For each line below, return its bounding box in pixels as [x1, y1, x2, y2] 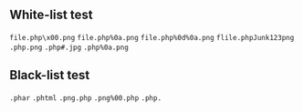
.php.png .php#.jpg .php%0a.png [9, 43, 130, 52]
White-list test [9, 7, 93, 23]
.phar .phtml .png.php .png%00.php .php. [9, 93, 162, 103]
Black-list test [9, 67, 90, 83]
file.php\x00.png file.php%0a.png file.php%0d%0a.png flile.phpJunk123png [9, 33, 295, 42]
